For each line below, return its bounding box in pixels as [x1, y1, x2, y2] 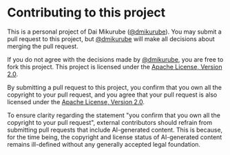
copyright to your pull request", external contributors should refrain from [7, 118, 212, 126]
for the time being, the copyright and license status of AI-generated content [7, 132, 222, 141]
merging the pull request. [7, 42, 79, 50]
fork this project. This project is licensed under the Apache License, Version [7, 62, 222, 71]
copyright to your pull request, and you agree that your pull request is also [7, 91, 218, 99]
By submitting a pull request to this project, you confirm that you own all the [7, 83, 222, 91]
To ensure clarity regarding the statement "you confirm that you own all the [7, 111, 220, 119]
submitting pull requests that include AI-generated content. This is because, [7, 126, 223, 134]
